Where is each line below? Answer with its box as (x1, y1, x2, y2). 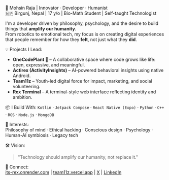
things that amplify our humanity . (5, 26, 77, 31)
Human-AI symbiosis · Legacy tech (5, 132, 79, 138)
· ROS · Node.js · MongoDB (5, 112, 54, 118)
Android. (12, 73, 31, 79)
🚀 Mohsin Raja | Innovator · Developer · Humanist (5, 5, 108, 11)
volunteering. (12, 84, 41, 89)
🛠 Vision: (5, 142, 25, 148)
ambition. (12, 94, 32, 100)
